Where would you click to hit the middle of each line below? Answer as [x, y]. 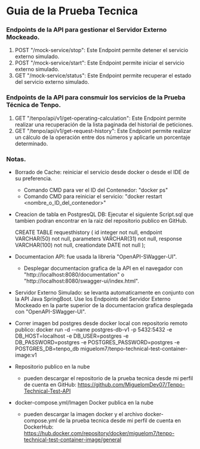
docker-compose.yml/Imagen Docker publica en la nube [84, 403]
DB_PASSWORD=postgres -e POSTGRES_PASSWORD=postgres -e [97, 342]
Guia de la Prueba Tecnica [72, 11]
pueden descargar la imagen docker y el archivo [83, 414]
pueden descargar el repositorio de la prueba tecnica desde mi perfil [108, 378]
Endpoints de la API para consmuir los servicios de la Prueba [96, 98]
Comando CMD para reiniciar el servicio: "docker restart [93, 196]
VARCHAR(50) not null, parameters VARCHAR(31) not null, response [98, 239]
